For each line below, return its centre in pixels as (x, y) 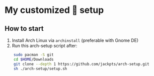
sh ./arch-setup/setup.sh (40, 69)
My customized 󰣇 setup (54, 10)
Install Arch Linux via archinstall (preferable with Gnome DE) (75, 40)
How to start (24, 29)
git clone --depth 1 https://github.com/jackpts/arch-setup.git (81, 64)
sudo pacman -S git (34, 55)
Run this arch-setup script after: (44, 46)
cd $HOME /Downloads (34, 59)
